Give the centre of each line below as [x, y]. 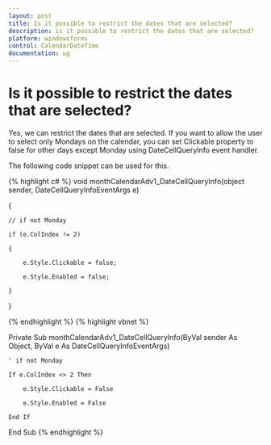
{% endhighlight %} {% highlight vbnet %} [79, 321]
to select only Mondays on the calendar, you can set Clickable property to [131, 141]
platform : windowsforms [48, 38]
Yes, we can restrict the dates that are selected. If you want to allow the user [135, 132]
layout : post [30, 16]
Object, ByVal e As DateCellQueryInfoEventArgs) [89, 346]
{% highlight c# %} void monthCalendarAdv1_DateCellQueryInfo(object [126, 181]
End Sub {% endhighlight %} [56, 432]
